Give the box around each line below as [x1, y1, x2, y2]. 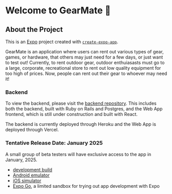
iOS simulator [12, 177, 42, 184]
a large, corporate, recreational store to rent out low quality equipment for [5, 65, 161, 71]
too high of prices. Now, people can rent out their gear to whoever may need [5, 70, 167, 76]
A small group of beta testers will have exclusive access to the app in [5, 151, 151, 157]
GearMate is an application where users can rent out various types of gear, [5, 49, 164, 54]
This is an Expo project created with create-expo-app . [5, 38, 119, 45]
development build [12, 166, 52, 172]
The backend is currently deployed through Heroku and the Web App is [5, 121, 157, 127]
